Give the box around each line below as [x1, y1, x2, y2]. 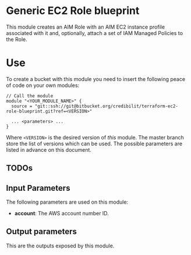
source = [11, 103, 33, 109]
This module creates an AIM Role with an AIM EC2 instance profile [6, 23, 165, 30]
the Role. [6, 36, 27, 43]
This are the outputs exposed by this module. [6, 242, 115, 249]
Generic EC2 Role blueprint [6, 4, 140, 18]
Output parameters [6, 226, 77, 237]
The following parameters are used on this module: [6, 198, 129, 205]
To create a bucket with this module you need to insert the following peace [6, 75, 185, 82]
